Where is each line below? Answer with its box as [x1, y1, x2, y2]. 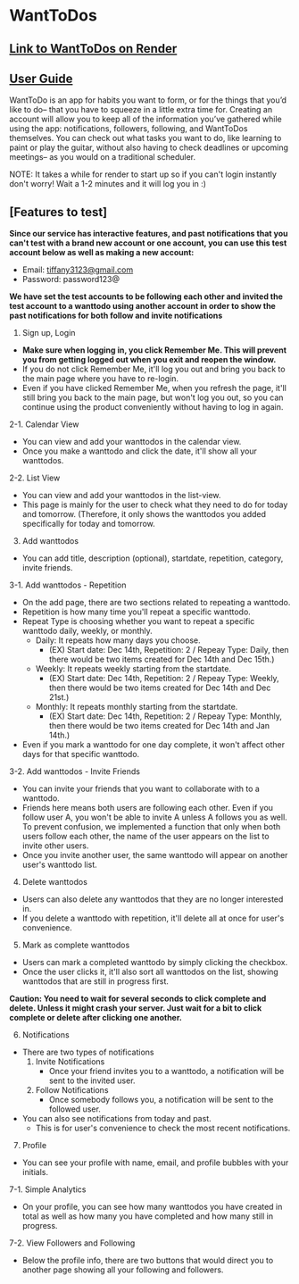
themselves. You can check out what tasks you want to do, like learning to [9, 133, 282, 144]
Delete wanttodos [21, 877, 87, 888]
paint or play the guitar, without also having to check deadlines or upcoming [9, 142, 288, 153]
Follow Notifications [35, 1085, 109, 1096]
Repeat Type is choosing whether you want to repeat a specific [21, 616, 255, 627]
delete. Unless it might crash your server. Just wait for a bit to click [9, 1003, 262, 1013]
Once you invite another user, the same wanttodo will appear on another [21, 850, 288, 861]
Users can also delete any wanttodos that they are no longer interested [21, 894, 284, 905]
